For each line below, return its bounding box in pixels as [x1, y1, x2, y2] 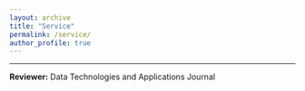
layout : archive [9, 13, 71, 23]
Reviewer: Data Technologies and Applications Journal [9, 71, 216, 82]
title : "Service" [9, 22, 75, 31]
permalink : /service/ [9, 30, 92, 39]
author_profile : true [9, 38, 92, 48]
